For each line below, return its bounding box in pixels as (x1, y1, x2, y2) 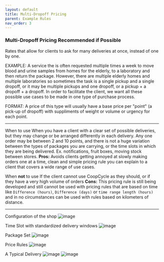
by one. (5, 53, 20, 59)
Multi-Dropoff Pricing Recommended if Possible (5, 37, 121, 44)
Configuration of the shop (5, 213, 57, 219)
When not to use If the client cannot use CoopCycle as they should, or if (5, 173, 150, 179)
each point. (5, 113, 28, 120)
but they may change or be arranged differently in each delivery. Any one (5, 133, 153, 139)
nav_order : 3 (5, 20, 32, 26)
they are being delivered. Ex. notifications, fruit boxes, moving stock (5, 148, 142, 154)
